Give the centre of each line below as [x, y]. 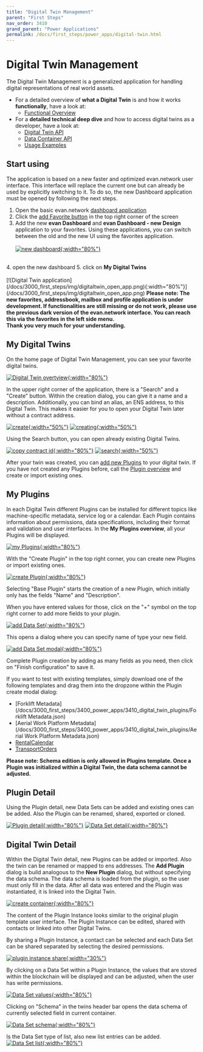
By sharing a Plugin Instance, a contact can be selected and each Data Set [100, 940]
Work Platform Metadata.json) [62, 736]
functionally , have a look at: [50, 107]
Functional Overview [50, 113]
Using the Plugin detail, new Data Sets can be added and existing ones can [100, 807]
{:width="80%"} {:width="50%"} [106, 451]
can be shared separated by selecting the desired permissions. [85, 947]
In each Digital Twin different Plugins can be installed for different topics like [101, 509]
